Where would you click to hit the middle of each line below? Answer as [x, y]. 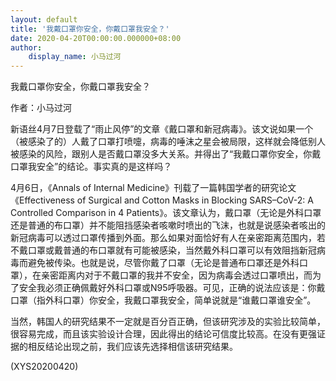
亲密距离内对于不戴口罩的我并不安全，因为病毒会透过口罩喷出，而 [176, 275]
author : [26, 47]
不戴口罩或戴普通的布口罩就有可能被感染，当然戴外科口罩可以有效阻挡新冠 [163, 250]
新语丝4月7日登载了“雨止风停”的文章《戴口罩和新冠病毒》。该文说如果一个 [162, 129]
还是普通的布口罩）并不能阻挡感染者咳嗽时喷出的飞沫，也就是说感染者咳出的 [168, 225]
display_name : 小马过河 [75, 57]
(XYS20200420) [44, 367]
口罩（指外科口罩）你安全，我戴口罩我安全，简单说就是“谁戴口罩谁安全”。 [163, 300]
